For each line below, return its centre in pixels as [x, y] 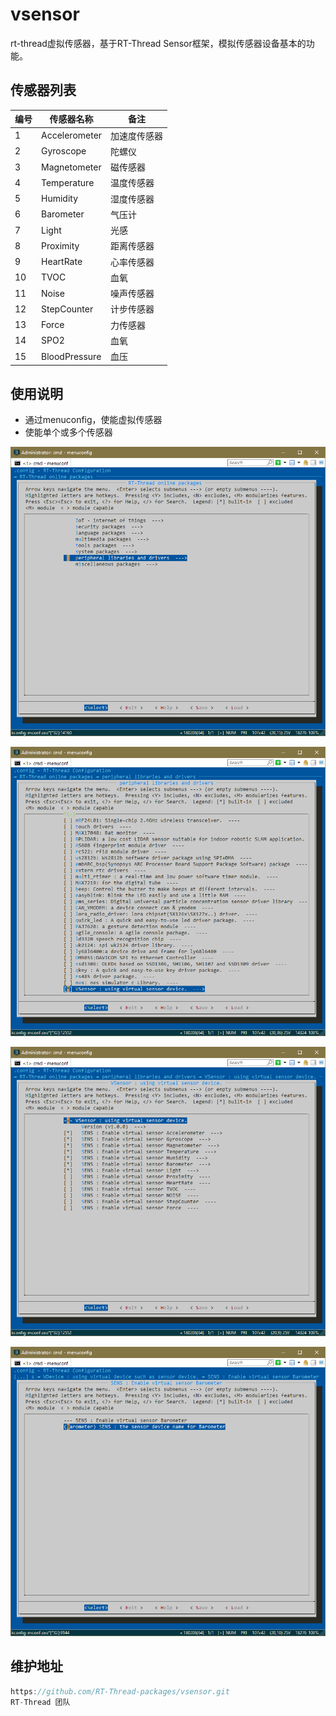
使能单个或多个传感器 [68, 432]
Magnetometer [71, 167]
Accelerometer [72, 135]
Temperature [68, 182]
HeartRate [62, 261]
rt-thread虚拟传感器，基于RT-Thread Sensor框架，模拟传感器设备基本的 [158, 43]
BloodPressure [71, 356]
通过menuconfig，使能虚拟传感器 [93, 420]
